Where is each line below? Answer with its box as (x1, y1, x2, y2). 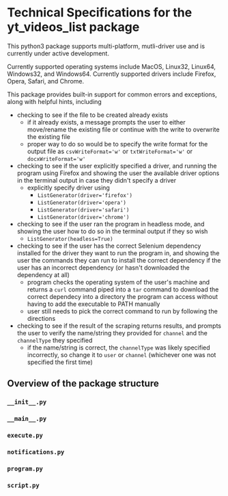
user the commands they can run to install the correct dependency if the (16, 256, 221, 264)
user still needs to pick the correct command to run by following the (27, 306, 218, 315)
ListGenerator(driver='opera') (37, 199, 126, 206)
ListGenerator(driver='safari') (37, 207, 130, 213)
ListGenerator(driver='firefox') (37, 192, 133, 199)
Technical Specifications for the (7, 5, 193, 21)
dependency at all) (16, 270, 70, 278)
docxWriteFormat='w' (27, 155, 86, 162)
